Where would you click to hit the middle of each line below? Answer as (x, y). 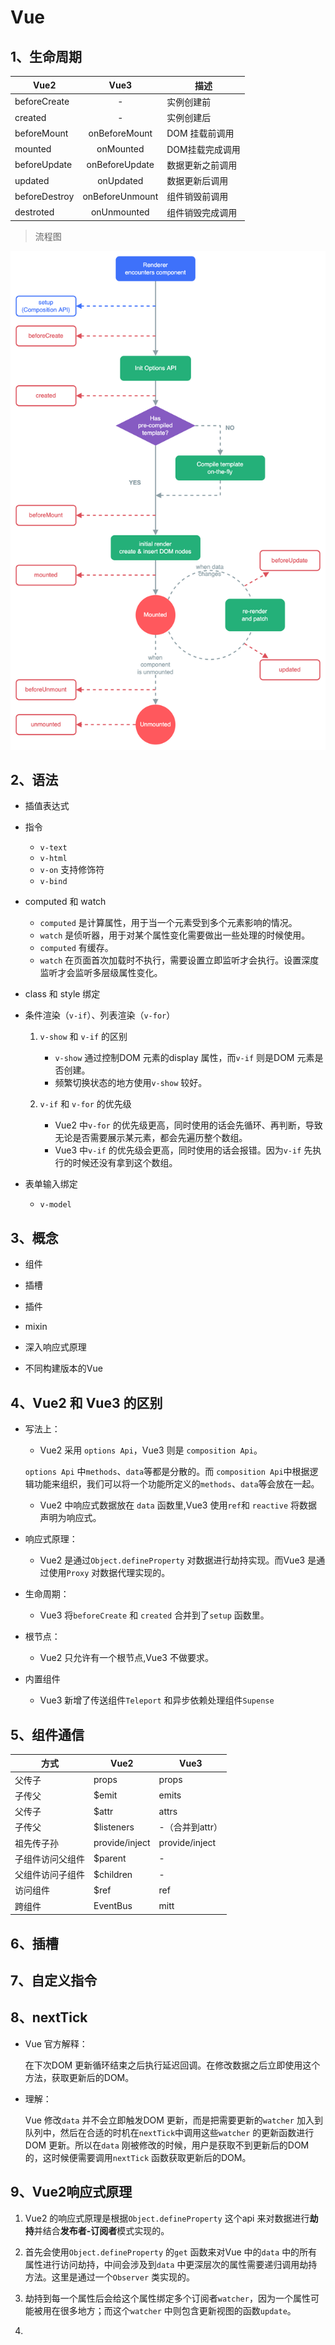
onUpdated (120, 180)
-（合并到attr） (190, 1827)
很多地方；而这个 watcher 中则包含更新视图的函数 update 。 (178, 2310)
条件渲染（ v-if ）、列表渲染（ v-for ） (100, 1015)
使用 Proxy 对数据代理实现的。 (109, 1573)
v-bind (53, 882)
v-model (55, 1205)
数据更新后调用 (197, 180)
